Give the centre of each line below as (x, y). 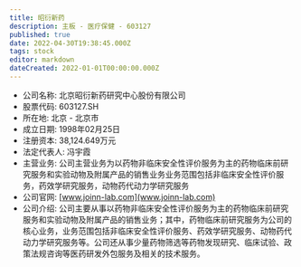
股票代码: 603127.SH (61, 106)
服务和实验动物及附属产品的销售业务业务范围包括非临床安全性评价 (153, 174)
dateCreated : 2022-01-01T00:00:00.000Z (85, 69)
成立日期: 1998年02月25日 (71, 129)
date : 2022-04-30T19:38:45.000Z (70, 43)
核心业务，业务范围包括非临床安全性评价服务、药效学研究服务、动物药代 (157, 231)
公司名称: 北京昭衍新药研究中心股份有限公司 (104, 95)
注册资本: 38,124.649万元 (69, 140)
